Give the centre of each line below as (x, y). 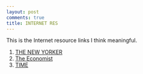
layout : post (23, 12)
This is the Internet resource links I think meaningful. (72, 41)
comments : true (25, 18)
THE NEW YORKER (38, 52)
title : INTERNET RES (32, 23)
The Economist (34, 59)
